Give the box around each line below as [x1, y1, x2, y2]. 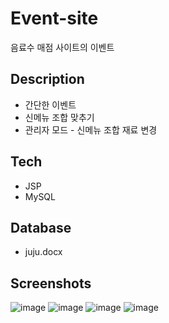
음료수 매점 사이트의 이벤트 [10, 41, 115, 53]
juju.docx [24, 246, 63, 258]
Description [10, 71, 85, 88]
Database [10, 219, 72, 236]
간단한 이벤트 [24, 98, 77, 111]
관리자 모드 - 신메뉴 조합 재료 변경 [24, 123, 158, 136]
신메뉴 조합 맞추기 [24, 111, 95, 123]
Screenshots [10, 275, 92, 292]
